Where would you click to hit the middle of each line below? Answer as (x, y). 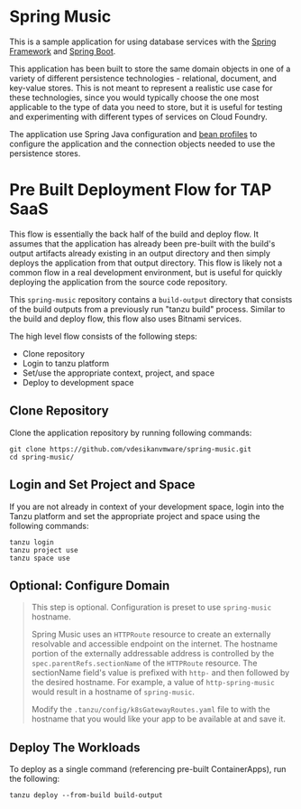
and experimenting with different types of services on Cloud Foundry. (138, 116)
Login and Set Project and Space (102, 485)
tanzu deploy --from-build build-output (87, 795)
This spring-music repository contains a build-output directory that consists (151, 299)
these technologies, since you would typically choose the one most (134, 98)
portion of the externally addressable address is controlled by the (153, 654)
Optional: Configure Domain (90, 586)
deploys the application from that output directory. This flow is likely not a (146, 263)
